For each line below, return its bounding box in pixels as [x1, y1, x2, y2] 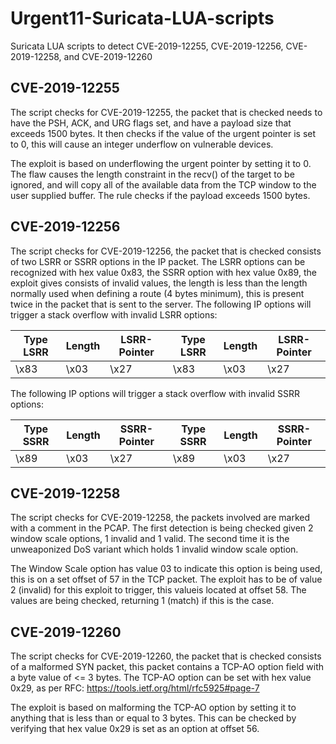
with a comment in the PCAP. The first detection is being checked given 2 [10, 522, 314, 534]
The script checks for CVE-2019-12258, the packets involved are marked [10, 512, 311, 524]
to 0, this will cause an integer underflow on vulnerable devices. [10, 138, 274, 150]
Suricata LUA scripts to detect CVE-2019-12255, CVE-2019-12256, [10, 40, 284, 52]
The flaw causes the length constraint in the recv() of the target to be [10, 168, 295, 180]
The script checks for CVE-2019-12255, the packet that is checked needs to [10, 106, 323, 118]
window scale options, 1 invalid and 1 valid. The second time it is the [10, 533, 290, 545]
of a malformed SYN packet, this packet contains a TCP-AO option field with [10, 661, 325, 673]
